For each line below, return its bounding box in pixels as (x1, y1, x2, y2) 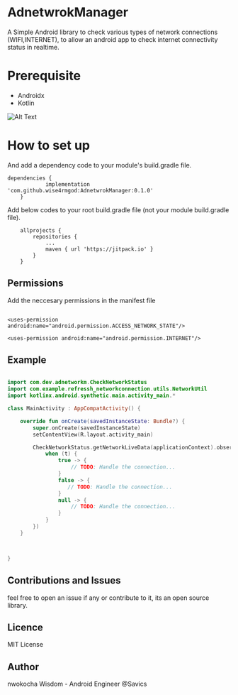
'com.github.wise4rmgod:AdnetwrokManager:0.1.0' (7, 187, 154, 194)
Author (7, 661, 39, 673)
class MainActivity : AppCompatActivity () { (7, 405, 141, 412)
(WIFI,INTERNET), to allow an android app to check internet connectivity (7, 35, 218, 43)
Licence (7, 621, 44, 633)
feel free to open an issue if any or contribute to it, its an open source (7, 593, 210, 602)
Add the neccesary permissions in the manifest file (7, 296, 156, 305)
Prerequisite (7, 68, 81, 84)
